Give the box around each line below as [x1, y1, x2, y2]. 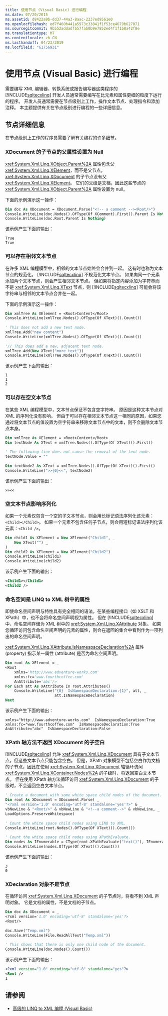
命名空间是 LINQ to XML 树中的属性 [5, 596, 90, 603]
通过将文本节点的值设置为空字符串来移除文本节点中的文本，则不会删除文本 [5, 419, 158, 425]
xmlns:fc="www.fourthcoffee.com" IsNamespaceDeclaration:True [5, 722, 140, 727]
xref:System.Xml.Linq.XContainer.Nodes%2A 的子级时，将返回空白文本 [5, 770, 152, 776]
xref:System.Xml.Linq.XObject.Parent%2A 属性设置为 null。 [5, 186, 128, 192]
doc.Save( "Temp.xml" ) [5, 928, 50, 933]
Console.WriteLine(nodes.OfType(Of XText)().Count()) [5, 844, 120, 849]
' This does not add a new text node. [5, 325, 86, 330]
